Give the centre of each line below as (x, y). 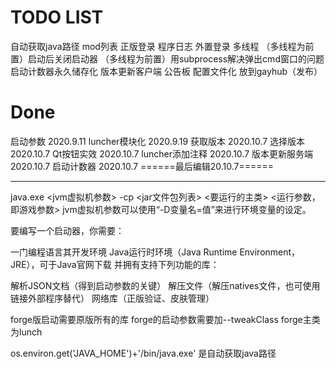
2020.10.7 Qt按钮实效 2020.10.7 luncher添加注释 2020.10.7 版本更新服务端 (162, 153)
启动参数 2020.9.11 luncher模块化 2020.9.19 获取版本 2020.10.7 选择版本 (158, 141)
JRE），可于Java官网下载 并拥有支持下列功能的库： (115, 264)
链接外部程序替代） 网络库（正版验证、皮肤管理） (112, 298)
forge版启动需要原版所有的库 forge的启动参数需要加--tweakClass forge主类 (165, 319)
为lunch (26, 332)
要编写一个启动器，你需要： (67, 230)
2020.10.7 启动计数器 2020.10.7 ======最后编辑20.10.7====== (142, 166)
